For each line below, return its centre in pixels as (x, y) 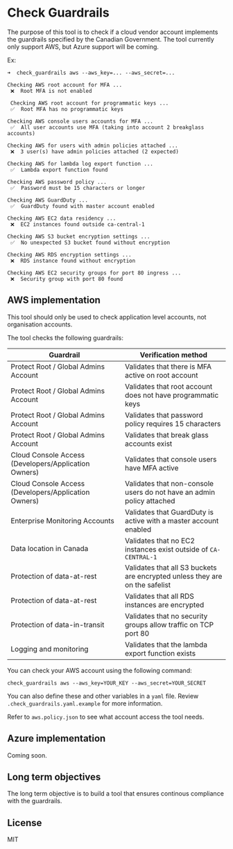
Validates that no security (166, 616)
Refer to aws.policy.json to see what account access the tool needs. (106, 717)
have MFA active (152, 468)
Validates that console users (171, 459)
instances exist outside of (166, 549)
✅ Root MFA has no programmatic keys (67, 109)
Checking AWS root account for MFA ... (65, 85)
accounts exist (148, 444)
